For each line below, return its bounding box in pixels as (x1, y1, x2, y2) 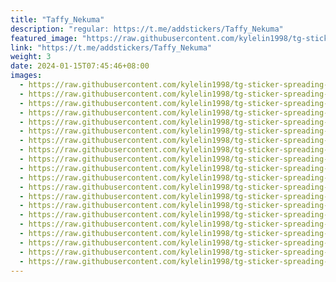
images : (10, 71, 43, 81)
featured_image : (10, 33, 78, 43)
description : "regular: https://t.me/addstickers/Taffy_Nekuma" (10, 24, 284, 34)
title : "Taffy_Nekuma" (10, 14, 105, 25)
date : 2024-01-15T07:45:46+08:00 (10, 61, 150, 71)
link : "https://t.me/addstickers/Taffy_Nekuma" (10, 42, 213, 53)
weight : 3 (10, 52, 52, 62)
